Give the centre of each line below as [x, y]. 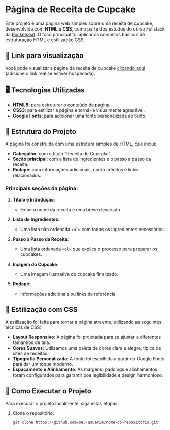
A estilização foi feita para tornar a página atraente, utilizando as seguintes [83, 322]
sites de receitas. [30, 353]
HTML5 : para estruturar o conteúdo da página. [61, 105]
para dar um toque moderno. [43, 364]
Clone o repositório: [33, 413]
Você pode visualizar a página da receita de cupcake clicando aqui [75, 68]
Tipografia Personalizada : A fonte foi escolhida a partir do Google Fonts [89, 359]
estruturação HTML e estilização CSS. [45, 40]
